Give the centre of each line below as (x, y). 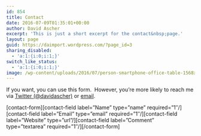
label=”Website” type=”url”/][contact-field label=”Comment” (80, 120)
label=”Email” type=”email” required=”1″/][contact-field (109, 114)
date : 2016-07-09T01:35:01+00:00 (48, 23)
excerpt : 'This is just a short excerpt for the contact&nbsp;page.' (95, 34)
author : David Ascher (33, 28)
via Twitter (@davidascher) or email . (51, 96)
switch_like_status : (32, 61)
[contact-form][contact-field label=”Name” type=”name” (76, 107)
